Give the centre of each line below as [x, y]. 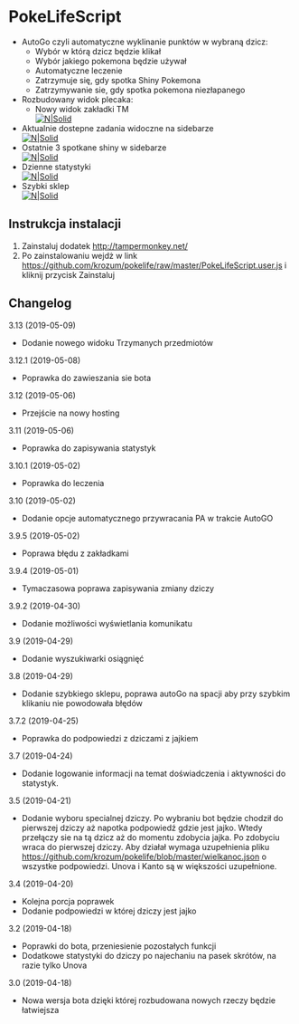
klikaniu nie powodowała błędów [82, 703]
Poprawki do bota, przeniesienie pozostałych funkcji [119, 946]
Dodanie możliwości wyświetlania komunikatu [107, 623]
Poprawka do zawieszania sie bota [86, 378]
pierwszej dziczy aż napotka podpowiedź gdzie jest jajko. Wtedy [142, 828]
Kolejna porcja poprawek [68, 901]
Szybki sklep [45, 186]
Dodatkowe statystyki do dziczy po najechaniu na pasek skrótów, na [149, 955]
